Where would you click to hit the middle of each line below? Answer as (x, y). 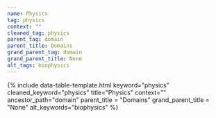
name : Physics (28, 14)
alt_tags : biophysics (39, 65)
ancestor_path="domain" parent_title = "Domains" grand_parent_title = (108, 100)
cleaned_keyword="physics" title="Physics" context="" (87, 92)
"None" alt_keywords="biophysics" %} (63, 107)
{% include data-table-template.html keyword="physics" (89, 85)
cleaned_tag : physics (39, 33)
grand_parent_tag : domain (44, 53)
